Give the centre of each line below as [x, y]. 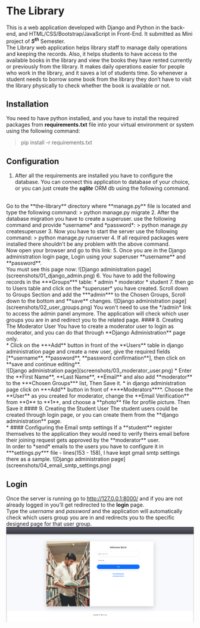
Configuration [33, 161]
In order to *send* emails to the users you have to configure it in [85, 446]
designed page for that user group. [49, 524]
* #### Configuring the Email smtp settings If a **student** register [89, 427]
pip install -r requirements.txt [56, 143]
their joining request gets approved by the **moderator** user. [83, 440]
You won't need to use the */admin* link [143, 307]
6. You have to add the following [136, 276]
